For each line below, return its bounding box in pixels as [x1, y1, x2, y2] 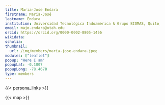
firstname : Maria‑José [5, 12, 52, 17]
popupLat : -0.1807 [5, 62, 43, 67]
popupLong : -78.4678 [5, 67, 48, 72]
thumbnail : [5, 44, 27, 49]
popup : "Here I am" [5, 58, 45, 63]
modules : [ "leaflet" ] [5, 53, 50, 58]
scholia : [5, 39, 23, 44]
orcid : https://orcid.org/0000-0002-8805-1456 [5, 30, 102, 35]
